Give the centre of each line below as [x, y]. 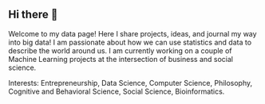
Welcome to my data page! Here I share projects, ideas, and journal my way [132, 33]
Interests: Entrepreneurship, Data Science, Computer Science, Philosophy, [131, 83]
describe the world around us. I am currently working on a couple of [121, 50]
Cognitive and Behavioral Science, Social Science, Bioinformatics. [117, 91]
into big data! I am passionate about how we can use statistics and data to [130, 42]
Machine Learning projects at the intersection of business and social [121, 59]
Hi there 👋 [33, 15]
